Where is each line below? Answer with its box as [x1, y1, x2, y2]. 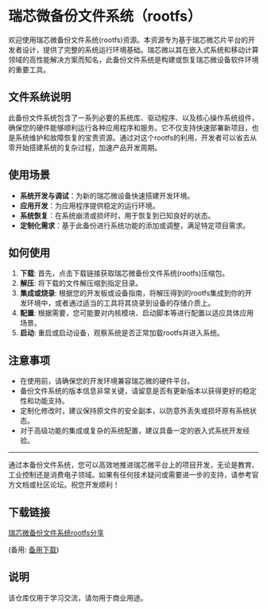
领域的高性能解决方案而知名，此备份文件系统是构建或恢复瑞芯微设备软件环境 [8, 55, 259, 64]
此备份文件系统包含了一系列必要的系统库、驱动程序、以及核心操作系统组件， [8, 113, 259, 122]
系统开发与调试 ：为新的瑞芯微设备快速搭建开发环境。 [19, 191, 195, 200]
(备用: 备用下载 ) [8, 545, 60, 554]
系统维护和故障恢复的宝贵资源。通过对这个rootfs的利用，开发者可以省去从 [14, 133, 257, 142]
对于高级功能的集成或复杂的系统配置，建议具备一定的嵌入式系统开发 [19, 426, 243, 435]
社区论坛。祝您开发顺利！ [35, 480, 120, 489]
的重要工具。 [8, 64, 50, 74]
